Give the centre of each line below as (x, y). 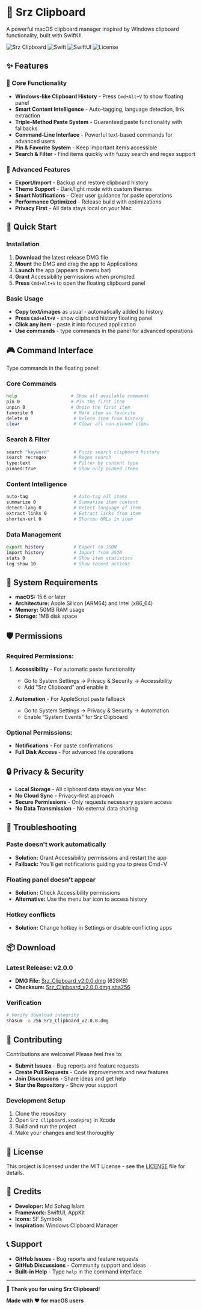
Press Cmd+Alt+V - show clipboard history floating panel (84, 318)
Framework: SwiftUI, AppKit (50, 1212)
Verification (24, 1003)
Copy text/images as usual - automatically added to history (89, 311)
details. (15, 1173)
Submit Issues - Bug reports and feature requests (77, 1066)
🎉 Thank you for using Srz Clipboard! (53, 1289)
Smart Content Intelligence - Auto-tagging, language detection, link (99, 109)
